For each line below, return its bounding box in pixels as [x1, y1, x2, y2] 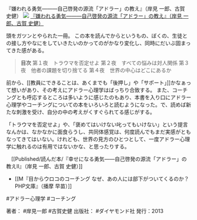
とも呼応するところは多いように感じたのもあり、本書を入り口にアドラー [16, 94, 192, 101]
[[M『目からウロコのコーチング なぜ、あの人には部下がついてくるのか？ [14, 175, 189, 182]
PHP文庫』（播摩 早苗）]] [14, 182, 72, 189]
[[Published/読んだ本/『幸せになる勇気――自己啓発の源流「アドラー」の [11, 155, 187, 163]
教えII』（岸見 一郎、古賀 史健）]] [6, 163, 83, 170]
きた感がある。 [11, 47, 48, 54]
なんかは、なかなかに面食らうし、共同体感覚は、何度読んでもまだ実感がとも [6, 128, 191, 135]
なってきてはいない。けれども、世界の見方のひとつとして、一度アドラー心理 [6, 136, 191, 143]
